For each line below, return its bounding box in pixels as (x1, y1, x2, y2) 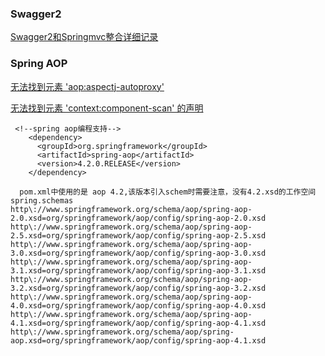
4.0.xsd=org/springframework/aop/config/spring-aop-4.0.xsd (10, 300, 267, 311)
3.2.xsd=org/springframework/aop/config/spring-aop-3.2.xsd (10, 283, 267, 293)
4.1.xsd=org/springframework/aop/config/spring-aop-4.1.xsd (10, 318, 267, 328)
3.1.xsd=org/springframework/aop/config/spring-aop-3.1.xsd (10, 265, 267, 276)
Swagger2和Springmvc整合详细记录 (10, 31, 159, 43)
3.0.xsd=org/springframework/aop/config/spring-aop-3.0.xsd (10, 248, 267, 258)
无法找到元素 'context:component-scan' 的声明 (10, 102, 204, 114)
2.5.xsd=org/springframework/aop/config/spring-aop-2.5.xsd (10, 230, 267, 241)
